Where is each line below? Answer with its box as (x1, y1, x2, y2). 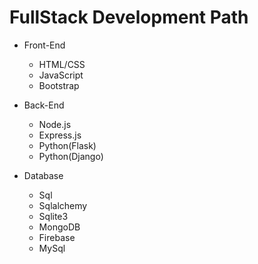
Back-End (23, 99, 65, 111)
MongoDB (38, 221, 81, 233)
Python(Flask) (38, 139, 97, 151)
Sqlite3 (38, 210, 69, 222)
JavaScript (38, 69, 84, 81)
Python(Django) (38, 150, 104, 162)
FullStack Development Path (9, 6, 249, 29)
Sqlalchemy (38, 199, 88, 211)
